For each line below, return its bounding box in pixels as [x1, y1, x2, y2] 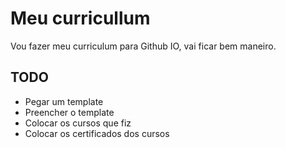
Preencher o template [24, 106, 115, 118]
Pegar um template [24, 95, 104, 107]
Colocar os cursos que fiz [24, 117, 132, 129]
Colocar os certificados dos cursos [24, 127, 170, 139]
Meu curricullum [10, 7, 151, 30]
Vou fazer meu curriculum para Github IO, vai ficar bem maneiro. [10, 40, 277, 52]
